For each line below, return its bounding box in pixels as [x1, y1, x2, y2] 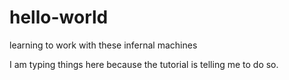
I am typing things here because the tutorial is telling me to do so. [9, 58, 279, 70]
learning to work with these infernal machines [9, 39, 198, 51]
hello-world [9, 6, 109, 29]
